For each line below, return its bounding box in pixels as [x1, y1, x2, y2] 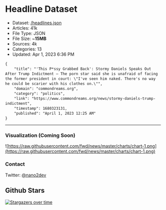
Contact [5, 161, 25, 168]
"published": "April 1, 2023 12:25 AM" [14, 111, 96, 116]
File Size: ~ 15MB [12, 36, 47, 42]
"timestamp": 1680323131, [14, 106, 68, 111]
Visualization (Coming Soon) [5, 132, 76, 139]
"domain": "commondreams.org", [14, 86, 79, 91]
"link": [14, 96, 30, 101]
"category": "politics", [14, 91, 65, 96]
